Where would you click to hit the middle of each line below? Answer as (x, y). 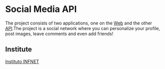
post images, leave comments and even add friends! (59, 33)
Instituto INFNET (22, 61)
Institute (19, 49)
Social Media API (41, 9)
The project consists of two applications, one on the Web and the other (79, 23)
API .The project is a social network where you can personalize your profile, (83, 28)
